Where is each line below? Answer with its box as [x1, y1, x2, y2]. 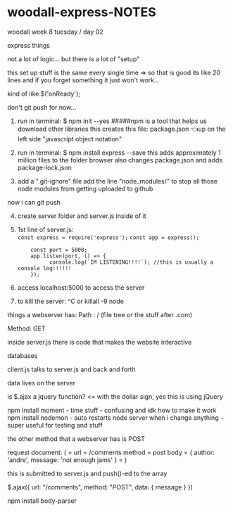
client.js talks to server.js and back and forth [7, 365, 136, 373]
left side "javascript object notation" [17, 134, 122, 143]
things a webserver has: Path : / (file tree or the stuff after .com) [7, 310, 193, 319]
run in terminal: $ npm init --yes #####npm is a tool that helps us [17, 117, 207, 125]
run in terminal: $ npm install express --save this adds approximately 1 [17, 148, 221, 157]
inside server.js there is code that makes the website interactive [7, 338, 192, 346]
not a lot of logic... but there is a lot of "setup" [7, 54, 140, 63]
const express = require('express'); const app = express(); [17, 233, 199, 241]
